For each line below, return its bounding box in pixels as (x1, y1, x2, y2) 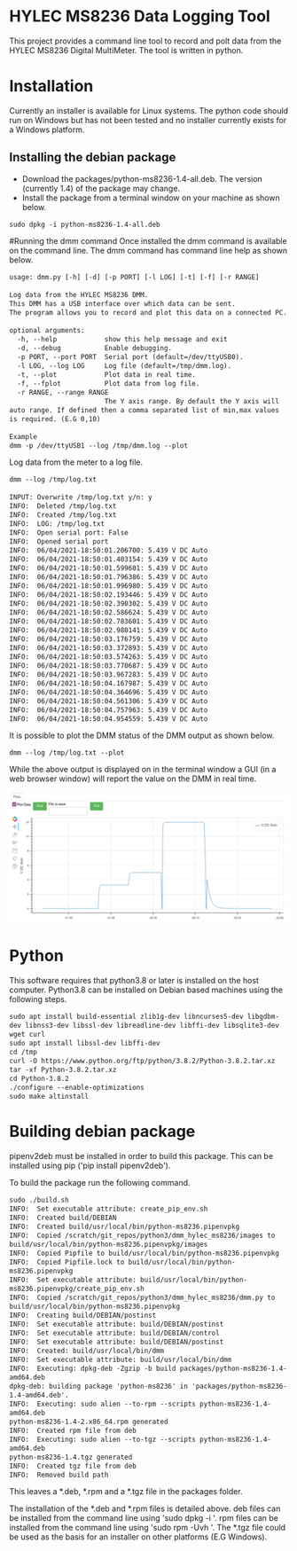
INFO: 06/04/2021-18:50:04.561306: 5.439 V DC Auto (9, 696, 208, 706)
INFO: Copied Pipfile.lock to (9, 1257, 125, 1266)
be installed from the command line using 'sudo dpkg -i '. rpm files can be (9, 1512, 279, 1523)
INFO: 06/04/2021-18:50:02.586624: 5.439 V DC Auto (9, 607, 208, 617)
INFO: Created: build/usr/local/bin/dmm (9, 1346, 165, 1355)
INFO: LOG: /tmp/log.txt (9, 519, 105, 529)
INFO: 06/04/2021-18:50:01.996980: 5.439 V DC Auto (9, 581, 208, 591)
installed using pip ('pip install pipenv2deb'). (9, 1160, 171, 1171)
